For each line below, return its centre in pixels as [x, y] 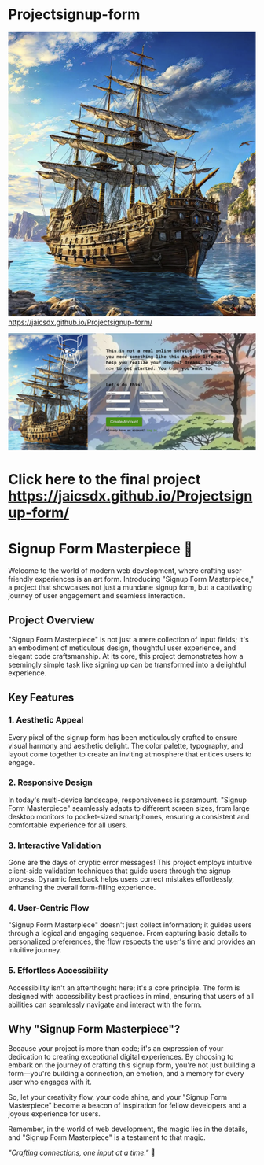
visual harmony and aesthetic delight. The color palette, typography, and [126, 745]
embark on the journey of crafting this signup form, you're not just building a [132, 1065]
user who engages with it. [50, 1082]
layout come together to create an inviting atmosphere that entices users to [130, 754]
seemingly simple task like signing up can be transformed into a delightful [127, 664]
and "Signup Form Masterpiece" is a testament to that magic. [107, 1137]
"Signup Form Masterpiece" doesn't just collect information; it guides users [130, 925]
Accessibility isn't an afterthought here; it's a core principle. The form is [124, 987]
